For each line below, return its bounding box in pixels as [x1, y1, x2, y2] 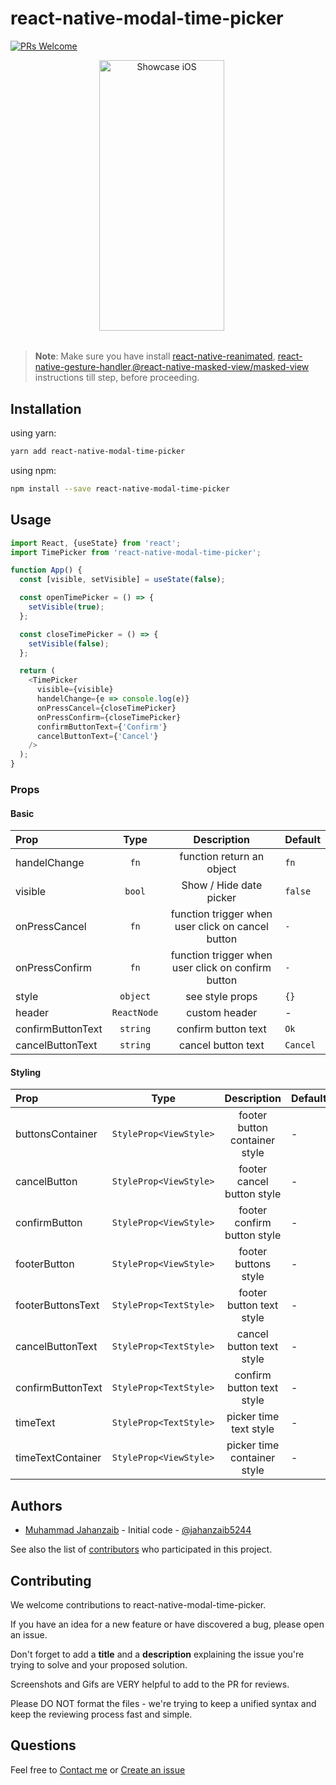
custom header [186, 1006, 258, 1020]
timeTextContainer [15, 1451, 102, 1465]
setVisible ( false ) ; [28, 638, 110, 649]
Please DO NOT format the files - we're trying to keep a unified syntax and [10, 1698, 317, 1710]
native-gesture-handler [34, 361, 131, 373]
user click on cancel [174, 920, 269, 934]
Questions [10, 1737, 77, 1754]
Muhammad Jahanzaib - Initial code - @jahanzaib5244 [24, 1524, 252, 1536]
